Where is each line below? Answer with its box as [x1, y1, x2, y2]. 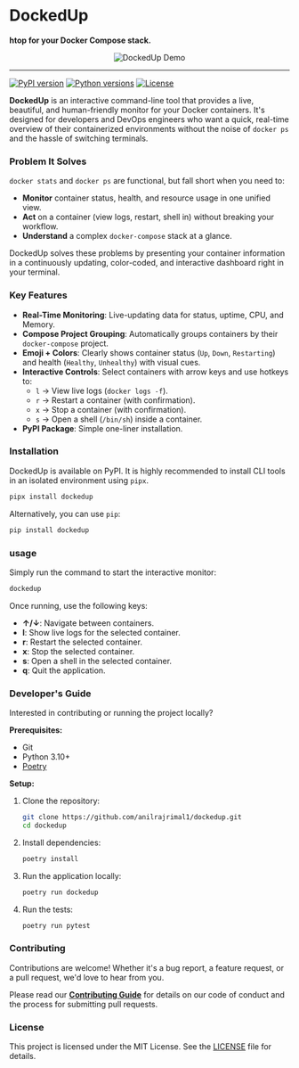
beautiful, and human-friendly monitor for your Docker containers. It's [9, 104, 265, 115]
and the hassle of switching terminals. [9, 133, 149, 144]
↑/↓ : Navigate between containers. [21, 617, 154, 628]
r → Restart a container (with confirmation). [35, 394, 196, 406]
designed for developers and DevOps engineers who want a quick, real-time [9, 113, 289, 125]
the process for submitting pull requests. [9, 998, 158, 1009]
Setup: [9, 778, 35, 789]
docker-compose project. [21, 338, 109, 349]
